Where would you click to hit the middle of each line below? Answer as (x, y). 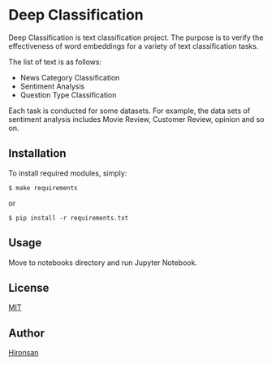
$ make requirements (43, 188)
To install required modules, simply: (68, 173)
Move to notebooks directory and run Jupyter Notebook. (103, 263)
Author (26, 333)
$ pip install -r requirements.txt (69, 218)
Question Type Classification (68, 94)
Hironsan (24, 353)
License (29, 287)
